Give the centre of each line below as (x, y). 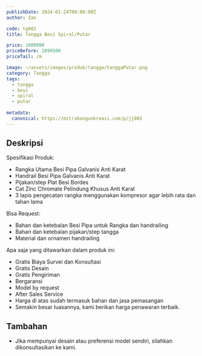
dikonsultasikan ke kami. (46, 347)
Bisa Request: (23, 214)
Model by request (37, 288)
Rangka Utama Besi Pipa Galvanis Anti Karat (70, 169)
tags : (13, 79)
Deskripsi (25, 143)
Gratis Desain (32, 268)
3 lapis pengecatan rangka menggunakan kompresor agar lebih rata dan (105, 195)
